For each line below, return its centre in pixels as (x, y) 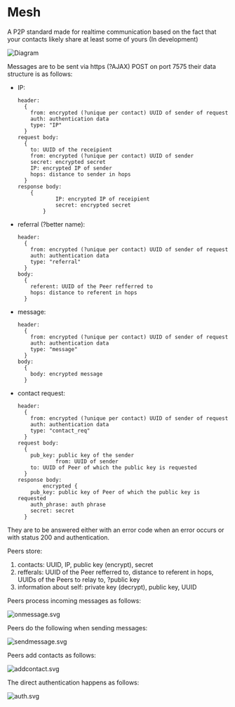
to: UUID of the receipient (71, 149)
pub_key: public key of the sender (82, 455)
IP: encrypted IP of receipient (102, 199)
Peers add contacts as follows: (52, 655)
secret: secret (53, 511)
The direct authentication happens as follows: (73, 682)
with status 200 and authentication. (59, 537)
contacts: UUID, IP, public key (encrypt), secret (85, 564)
